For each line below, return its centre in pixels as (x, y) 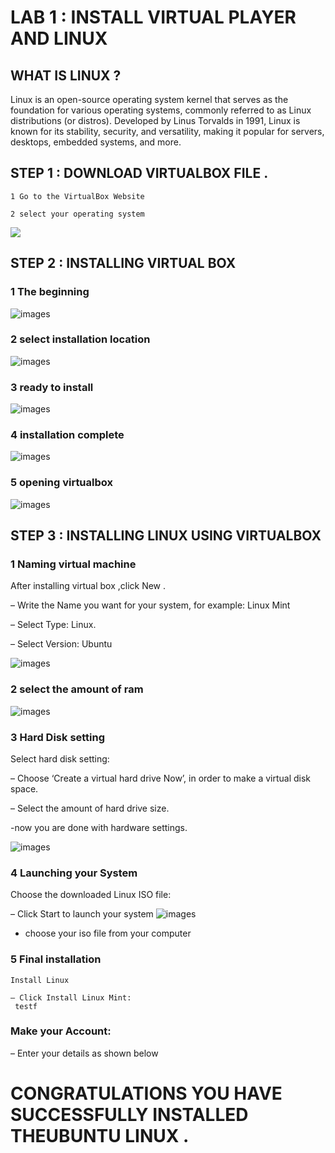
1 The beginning (50, 292)
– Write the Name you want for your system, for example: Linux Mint (150, 605)
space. (24, 788)
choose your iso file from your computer (108, 933)
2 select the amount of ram (77, 689)
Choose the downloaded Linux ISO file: (91, 895)
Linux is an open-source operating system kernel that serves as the (149, 99)
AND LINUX (59, 38)
